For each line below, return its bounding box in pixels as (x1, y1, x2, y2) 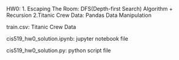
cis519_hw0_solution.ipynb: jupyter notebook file (6, 35, 128, 42)
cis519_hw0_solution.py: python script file (6, 47, 111, 54)
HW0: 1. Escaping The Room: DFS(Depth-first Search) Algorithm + (6, 5, 173, 12)
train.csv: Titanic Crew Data (6, 24, 76, 30)
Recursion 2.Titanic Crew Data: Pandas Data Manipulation (6, 12, 152, 19)
